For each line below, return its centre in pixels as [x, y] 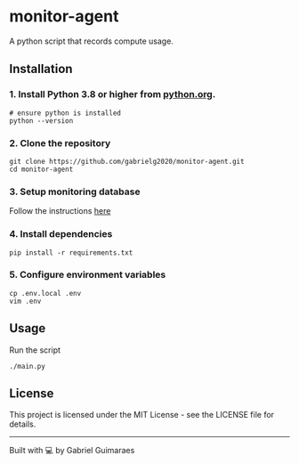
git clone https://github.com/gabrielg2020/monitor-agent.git [127, 161]
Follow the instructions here [60, 211]
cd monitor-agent [41, 169]
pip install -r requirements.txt [71, 252]
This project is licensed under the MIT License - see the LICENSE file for [141, 415]
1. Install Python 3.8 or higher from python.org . [113, 94]
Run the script [35, 350]
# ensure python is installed [65, 113]
